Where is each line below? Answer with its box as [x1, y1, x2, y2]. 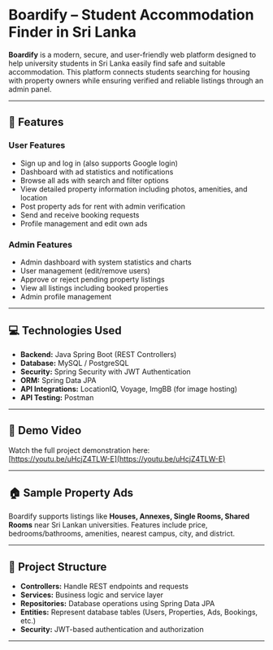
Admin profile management [19, 291, 112, 301]
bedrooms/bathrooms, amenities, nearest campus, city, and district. [8, 529, 236, 539]
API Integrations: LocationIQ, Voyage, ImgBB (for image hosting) [19, 384, 238, 394]
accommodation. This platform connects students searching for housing [8, 67, 250, 76]
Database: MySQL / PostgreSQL [19, 358, 129, 368]
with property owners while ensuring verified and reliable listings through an [8, 75, 264, 85]
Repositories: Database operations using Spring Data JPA [19, 599, 215, 609]
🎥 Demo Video [8, 424, 82, 437]
